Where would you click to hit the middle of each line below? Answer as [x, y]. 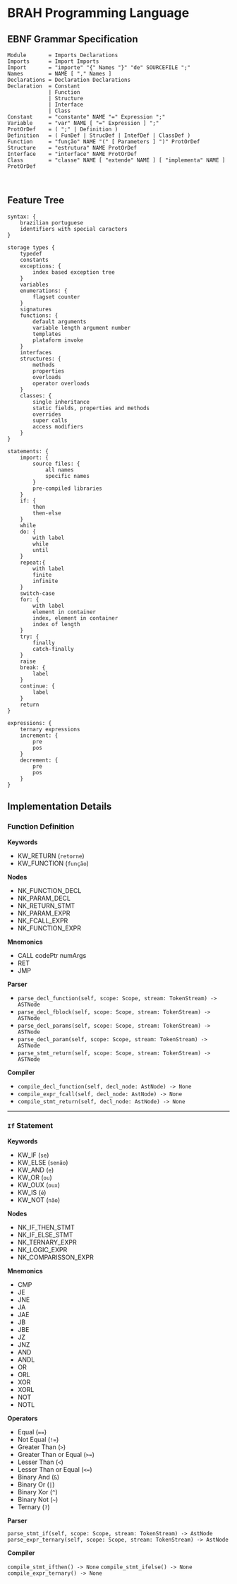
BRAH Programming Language [98, 13]
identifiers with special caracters [74, 229]
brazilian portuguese [51, 223]
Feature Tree [36, 200]
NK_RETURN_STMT [46, 906]
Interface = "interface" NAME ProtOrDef [72, 154]
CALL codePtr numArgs [52, 955]
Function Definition [41, 827]
